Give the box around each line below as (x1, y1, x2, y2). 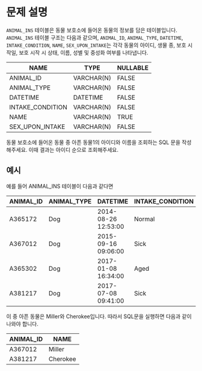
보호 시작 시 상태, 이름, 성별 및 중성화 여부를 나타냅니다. (19, 49, 148, 56)
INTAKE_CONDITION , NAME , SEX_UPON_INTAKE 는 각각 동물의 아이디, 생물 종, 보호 (6, 41, 186, 49)
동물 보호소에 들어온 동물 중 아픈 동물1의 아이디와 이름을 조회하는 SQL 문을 (6, 139, 181, 146)
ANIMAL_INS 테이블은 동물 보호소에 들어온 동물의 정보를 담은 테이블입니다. (6, 26, 177, 34)
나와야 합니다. (6, 320, 39, 327)
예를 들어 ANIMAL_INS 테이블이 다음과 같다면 (6, 182, 114, 190)
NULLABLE (117, 64, 149, 72)
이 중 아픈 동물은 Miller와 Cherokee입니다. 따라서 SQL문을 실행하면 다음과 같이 (6, 313, 192, 320)
